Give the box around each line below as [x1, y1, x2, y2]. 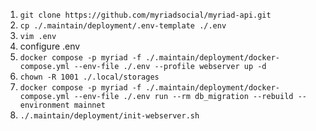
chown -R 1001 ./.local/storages [19, 72, 160, 82]
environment [19, 100, 70, 110]
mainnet [73, 100, 106, 110]
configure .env [19, 40, 81, 52]
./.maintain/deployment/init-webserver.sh [19, 111, 200, 121]
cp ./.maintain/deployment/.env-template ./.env [19, 21, 227, 31]
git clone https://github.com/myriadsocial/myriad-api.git [19, 10, 272, 20]
